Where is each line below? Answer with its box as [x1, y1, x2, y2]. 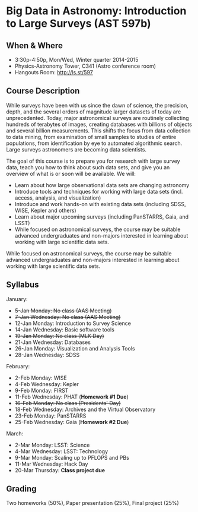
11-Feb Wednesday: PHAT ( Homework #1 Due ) [14, 393, 129, 400]
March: [6, 429, 24, 437]
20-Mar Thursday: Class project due [14, 466, 106, 473]
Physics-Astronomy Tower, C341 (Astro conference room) [14, 62, 156, 69]
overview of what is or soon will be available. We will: [6, 170, 136, 177]
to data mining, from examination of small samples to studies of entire [6, 133, 177, 140]
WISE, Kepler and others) [14, 207, 76, 214]
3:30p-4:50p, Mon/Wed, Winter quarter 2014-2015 [14, 56, 139, 63]
